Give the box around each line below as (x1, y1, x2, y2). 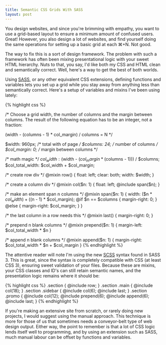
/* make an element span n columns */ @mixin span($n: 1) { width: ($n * (5, 191, 153, 197)
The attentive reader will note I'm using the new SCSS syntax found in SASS (5, 252, 161, 258)
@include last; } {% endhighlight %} (5, 298, 78, 304)
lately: (5, 92, 18, 98)
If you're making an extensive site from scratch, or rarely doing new (5, 308, 143, 314)
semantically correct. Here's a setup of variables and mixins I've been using (5, 87, 160, 93)
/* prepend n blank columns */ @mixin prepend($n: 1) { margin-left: (5, 222, 143, 228)
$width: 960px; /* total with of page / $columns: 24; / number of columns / (5, 141, 158, 147)
